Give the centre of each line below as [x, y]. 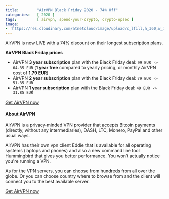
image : [12, 24]
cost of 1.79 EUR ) [30, 73]
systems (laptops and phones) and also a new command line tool [72, 151]
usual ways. [18, 136]
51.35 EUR [23, 83]
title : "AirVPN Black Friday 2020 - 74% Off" [62, 10]
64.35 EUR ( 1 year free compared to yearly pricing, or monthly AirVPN [84, 68]
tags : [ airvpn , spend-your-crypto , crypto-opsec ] [70, 19]
